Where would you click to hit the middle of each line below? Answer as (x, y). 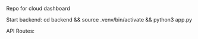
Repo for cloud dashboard (38, 8)
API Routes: (20, 31)
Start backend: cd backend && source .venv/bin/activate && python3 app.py (99, 19)
